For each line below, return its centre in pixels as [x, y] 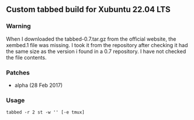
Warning [18, 26]
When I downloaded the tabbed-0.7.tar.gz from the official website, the [91, 39]
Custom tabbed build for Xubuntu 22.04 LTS [88, 10]
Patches [18, 72]
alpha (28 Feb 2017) [39, 85]
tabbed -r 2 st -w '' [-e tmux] [45, 112]
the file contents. [26, 57]
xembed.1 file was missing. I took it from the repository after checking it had [97, 45]
